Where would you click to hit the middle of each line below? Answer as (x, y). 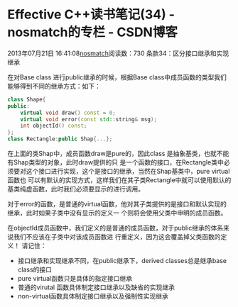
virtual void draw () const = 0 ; (68, 113)
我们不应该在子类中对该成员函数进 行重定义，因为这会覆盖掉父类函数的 (117, 237)
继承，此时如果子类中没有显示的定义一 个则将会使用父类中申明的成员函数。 (117, 213)
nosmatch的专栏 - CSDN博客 (92, 32)
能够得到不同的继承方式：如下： (54, 86)
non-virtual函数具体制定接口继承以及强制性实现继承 (93, 296)
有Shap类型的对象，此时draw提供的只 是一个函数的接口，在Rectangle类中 (115, 162)
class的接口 (34, 269)
